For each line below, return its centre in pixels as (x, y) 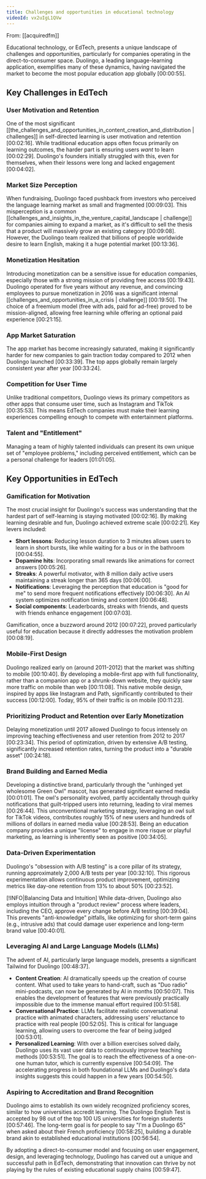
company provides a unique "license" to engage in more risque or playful (99, 830)
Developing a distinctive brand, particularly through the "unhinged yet (94, 785)
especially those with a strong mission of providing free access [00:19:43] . (101, 280)
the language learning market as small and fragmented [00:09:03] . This (97, 205)
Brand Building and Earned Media (57, 771)
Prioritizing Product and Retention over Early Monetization (95, 716)
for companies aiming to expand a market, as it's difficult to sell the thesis (100, 224)
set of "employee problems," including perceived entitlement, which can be (101, 453)
